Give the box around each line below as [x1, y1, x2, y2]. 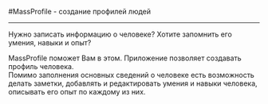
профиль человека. [8, 62, 74, 71]
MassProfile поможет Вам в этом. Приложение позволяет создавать [8, 53, 242, 63]
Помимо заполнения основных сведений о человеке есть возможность [8, 71, 255, 79]
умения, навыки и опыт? [8, 38, 92, 47]
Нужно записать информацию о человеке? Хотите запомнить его [8, 29, 233, 39]
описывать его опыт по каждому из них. [8, 87, 146, 96]
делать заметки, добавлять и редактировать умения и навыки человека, [8, 79, 258, 88]
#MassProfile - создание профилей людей [8, 7, 152, 16]
